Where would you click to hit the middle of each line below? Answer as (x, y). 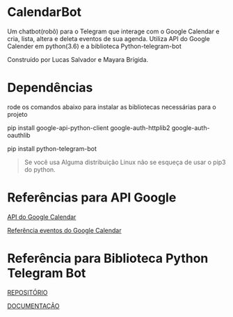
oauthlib (19, 135)
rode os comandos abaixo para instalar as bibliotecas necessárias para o (112, 107)
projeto (17, 114)
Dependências (50, 88)
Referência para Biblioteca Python (108, 259)
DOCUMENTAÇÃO (33, 306)
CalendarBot (45, 12)
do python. (40, 169)
